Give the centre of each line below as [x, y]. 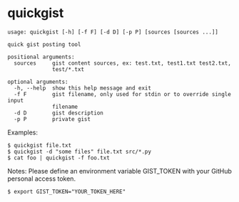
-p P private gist [52, 119]
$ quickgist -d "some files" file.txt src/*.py [80, 151]
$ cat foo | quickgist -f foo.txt [59, 158]
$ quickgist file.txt [40, 145]
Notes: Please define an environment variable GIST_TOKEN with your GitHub [119, 171]
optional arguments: [38, 82]
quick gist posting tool [44, 44]
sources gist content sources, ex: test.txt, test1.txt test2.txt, [123, 63]
